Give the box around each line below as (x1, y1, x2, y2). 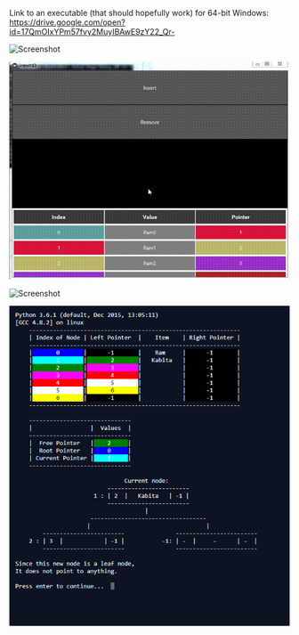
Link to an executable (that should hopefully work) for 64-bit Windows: (9, 8, 270, 18)
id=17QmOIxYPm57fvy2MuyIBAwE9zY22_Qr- (9, 27, 175, 37)
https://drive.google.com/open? (9, 17, 126, 28)
